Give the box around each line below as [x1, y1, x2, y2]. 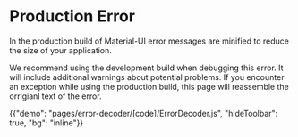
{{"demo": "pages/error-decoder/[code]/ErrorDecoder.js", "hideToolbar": [9, 108, 278, 118]
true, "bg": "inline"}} [9, 117, 84, 128]
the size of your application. [9, 44, 112, 55]
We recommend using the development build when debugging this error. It [9, 62, 284, 73]
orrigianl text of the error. [9, 91, 102, 101]
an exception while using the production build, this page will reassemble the [9, 81, 289, 92]
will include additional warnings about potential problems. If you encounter [9, 71, 285, 82]
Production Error [9, 6, 136, 27]
